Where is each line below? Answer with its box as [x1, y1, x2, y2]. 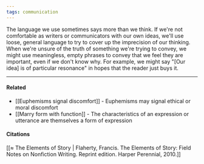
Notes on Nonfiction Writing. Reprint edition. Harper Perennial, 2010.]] [6, 151, 181, 158]
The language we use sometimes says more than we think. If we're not [6, 26, 183, 33]
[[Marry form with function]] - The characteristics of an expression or [15, 110, 189, 117]
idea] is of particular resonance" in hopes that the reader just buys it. [6, 64, 179, 72]
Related [6, 84, 26, 91]
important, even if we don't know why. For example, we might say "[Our [6, 58, 186, 65]
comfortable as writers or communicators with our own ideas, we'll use [6, 32, 184, 39]
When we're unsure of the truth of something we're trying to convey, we [6, 45, 187, 52]
